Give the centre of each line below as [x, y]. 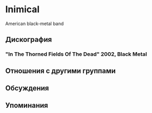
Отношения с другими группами [61, 71]
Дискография [29, 40]
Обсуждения [27, 88]
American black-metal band [35, 24]
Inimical [23, 9]
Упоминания [27, 106]
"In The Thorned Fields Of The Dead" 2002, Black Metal [76, 54]
